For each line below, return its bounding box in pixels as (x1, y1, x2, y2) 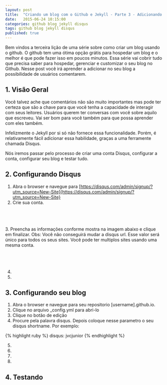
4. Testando (5, 373, 43, 381)
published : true (5, 31, 39, 36)
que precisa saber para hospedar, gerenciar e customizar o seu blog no (5, 61, 153, 66)
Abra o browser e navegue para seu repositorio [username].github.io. (12, 302, 155, 308)
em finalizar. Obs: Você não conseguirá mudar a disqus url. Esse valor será (5, 231, 160, 237)
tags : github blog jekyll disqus (5, 26, 75, 31)
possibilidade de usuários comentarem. (5, 71, 86, 77)
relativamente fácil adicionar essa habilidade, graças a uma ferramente (5, 135, 151, 141)
